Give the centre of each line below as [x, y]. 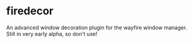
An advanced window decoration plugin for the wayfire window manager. [97, 27]
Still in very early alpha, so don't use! [52, 33]
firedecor [30, 11]
